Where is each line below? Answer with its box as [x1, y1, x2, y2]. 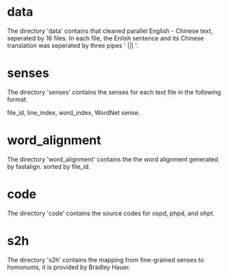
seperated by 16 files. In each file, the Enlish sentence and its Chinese [7, 34, 204, 42]
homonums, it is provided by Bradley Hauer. [7, 263, 131, 271]
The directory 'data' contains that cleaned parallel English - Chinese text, [7, 27, 214, 35]
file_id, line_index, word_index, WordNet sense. [7, 108, 140, 116]
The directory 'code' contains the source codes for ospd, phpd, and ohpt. [7, 209, 215, 217]
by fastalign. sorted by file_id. [7, 162, 90, 170]
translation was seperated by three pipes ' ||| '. [7, 41, 138, 49]
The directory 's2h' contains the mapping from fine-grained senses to [7, 255, 204, 264]
